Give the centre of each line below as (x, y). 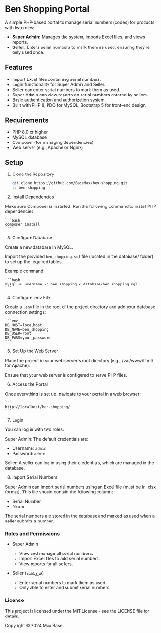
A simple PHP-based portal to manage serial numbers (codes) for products (80, 22)
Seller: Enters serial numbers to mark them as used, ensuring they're (81, 47)
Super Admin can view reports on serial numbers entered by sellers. (80, 95)
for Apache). (18, 366)
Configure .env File (31, 298)
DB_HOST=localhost (24, 325)
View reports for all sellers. (46, 564)
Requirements (27, 120)
